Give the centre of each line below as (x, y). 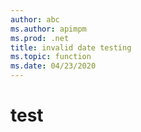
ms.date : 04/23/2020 (53, 66)
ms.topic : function (51, 57)
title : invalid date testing (71, 47)
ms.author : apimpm (48, 29)
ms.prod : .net (40, 38)
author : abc (35, 19)
